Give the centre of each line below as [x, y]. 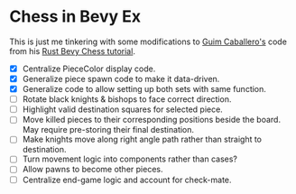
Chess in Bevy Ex [75, 17]
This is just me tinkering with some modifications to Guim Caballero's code [148, 42]
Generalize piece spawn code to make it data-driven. [121, 79]
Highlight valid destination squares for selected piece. [122, 109]
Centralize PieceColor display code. [89, 69]
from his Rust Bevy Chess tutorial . [72, 51]
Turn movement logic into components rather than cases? [129, 159]
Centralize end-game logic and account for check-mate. [127, 180]
